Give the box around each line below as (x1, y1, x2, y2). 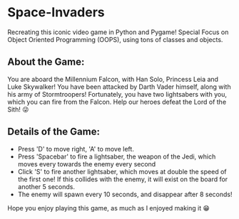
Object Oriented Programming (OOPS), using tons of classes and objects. (7, 35, 223, 43)
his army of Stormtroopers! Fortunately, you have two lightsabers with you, (7, 90, 227, 98)
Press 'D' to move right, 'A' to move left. (17, 144, 134, 153)
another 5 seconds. (17, 182, 76, 191)
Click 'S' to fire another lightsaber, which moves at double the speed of (17, 167, 227, 176)
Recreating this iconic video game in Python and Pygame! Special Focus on (7, 28, 229, 36)
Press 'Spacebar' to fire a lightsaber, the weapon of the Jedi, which (17, 152, 216, 161)
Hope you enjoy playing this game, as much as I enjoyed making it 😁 (7, 203, 210, 212)
